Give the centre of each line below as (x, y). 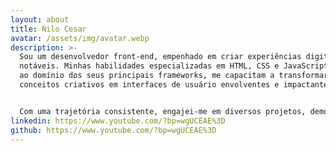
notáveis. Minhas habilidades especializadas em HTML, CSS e (149, 66)
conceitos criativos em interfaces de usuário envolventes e (149, 85)
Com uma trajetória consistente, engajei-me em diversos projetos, (163, 111)
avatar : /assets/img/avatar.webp (80, 38)
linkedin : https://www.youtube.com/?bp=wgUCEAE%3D (118, 121)
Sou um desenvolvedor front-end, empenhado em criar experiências (160, 57)
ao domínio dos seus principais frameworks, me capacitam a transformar (174, 76)
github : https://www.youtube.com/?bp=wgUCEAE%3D (113, 130)
